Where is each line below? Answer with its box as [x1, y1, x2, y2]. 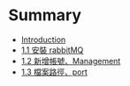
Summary [8, 5, 81, 25]
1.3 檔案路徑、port [20, 67, 88, 77]
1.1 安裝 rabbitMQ [20, 45, 84, 55]
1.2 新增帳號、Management [20, 55, 121, 66]
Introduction [20, 34, 66, 45]
